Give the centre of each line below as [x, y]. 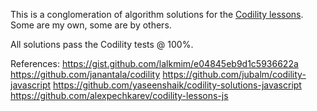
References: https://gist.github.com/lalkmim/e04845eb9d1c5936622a [154, 63]
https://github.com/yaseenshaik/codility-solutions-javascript [177, 85]
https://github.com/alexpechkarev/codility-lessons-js [119, 95]
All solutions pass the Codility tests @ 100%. [102, 44]
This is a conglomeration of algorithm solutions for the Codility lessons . [157, 14]
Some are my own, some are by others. [91, 25]
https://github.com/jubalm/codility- [234, 74]
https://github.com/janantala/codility [85, 74]
